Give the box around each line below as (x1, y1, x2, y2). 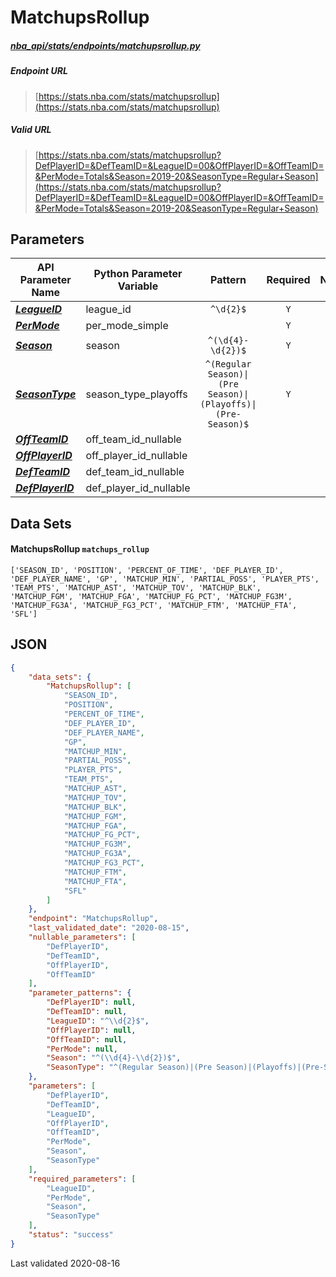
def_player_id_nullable (85, 481, 191, 495)
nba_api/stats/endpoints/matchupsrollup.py (10, 39, 201, 51)
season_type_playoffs (85, 387, 188, 401)
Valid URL (10, 124, 52, 136)
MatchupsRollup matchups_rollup (10, 543, 150, 555)
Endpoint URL (10, 65, 68, 77)
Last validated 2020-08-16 (10, 1257, 121, 1269)
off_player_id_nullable (85, 449, 188, 463)
